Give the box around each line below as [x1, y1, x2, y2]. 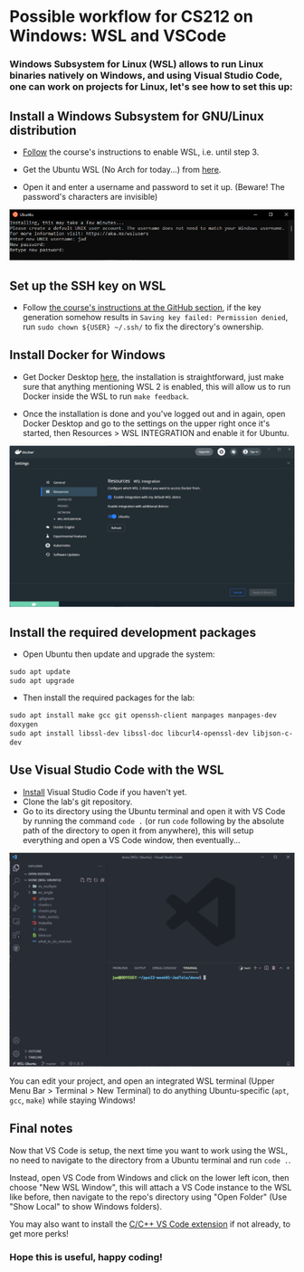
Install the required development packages [9, 624, 256, 640]
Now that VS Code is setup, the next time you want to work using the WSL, [9, 1144, 289, 1155]
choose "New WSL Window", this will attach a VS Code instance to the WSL [9, 1182, 292, 1192]
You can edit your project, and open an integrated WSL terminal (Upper [9, 1075, 275, 1087]
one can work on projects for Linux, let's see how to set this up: [9, 81, 293, 93]
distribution [9, 122, 77, 138]
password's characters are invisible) [22, 191, 158, 202]
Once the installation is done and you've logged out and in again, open [22, 408, 286, 419]
